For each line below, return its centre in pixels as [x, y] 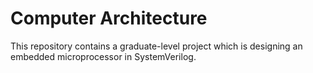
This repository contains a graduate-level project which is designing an [156, 46]
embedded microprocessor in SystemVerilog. [103, 56]
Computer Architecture [109, 18]
